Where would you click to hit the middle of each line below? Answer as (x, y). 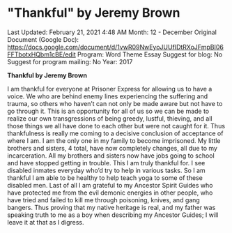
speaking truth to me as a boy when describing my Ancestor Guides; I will (113, 215)
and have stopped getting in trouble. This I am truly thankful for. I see (106, 163)
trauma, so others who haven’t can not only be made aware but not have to (115, 103)
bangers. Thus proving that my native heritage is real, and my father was (111, 207)
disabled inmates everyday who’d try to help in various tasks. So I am (106, 170)
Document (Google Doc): (43, 39)
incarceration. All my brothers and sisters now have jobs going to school (111, 156)
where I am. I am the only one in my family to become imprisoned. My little (114, 140)
